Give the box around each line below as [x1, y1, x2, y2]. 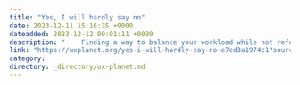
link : [9, 46, 29, 55]
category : [9, 54, 46, 63]
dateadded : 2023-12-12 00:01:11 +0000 [9, 29, 154, 38]
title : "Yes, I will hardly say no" [9, 12, 146, 22]
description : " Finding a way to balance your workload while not [9, 37, 274, 47]
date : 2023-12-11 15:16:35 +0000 [9, 21, 134, 30]
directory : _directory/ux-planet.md [9, 63, 146, 72]
